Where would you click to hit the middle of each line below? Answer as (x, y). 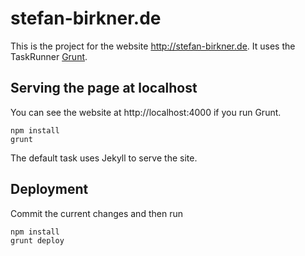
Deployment (49, 189)
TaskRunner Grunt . (49, 56)
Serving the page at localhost (104, 88)
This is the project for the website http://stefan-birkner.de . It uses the (153, 46)
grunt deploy (37, 240)
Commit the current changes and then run (96, 213)
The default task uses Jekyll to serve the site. (104, 158)
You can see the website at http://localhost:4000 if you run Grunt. (146, 112)
